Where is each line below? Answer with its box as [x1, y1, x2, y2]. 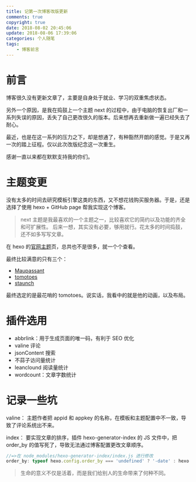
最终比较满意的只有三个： [6, 255, 68, 262]
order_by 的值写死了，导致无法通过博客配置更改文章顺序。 [6, 441, 147, 448]
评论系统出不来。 [16, 421, 57, 428]
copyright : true [6, 19, 45, 25]
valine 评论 [14, 342, 41, 349]
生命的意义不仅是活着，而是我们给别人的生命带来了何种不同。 [20, 470, 169, 477]
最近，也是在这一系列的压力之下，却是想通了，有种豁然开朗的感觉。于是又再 [6, 133, 190, 140]
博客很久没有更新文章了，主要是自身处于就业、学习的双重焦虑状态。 [6, 94, 170, 101]
